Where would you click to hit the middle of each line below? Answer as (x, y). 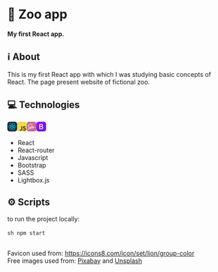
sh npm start (26, 233)
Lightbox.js (33, 180)
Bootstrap (32, 165)
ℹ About (24, 57)
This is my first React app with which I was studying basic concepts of (109, 74)
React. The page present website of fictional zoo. (78, 82)
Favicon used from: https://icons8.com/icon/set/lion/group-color (101, 253)
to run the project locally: (44, 219)
